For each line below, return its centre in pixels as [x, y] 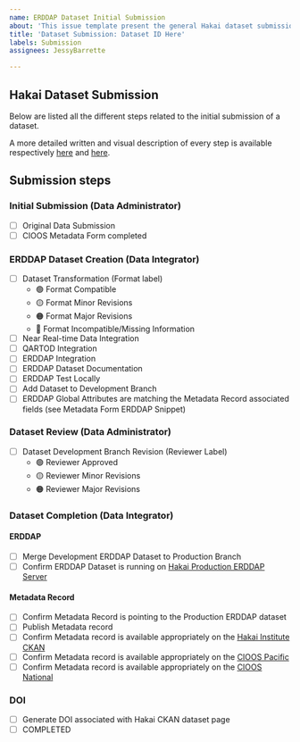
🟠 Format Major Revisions [84, 316]
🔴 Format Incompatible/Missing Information [115, 329]
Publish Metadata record [67, 627]
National [37, 677]
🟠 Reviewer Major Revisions [88, 488]
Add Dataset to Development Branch [90, 388]
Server [34, 577]
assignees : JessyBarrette [57, 51]
